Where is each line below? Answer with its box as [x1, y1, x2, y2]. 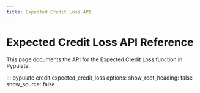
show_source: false [6, 80, 55, 87]
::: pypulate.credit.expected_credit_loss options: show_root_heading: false [6, 74, 193, 81]
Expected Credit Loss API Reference [6, 35, 194, 49]
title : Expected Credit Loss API [6, 9, 92, 15]
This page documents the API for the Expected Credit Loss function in [6, 56, 183, 63]
